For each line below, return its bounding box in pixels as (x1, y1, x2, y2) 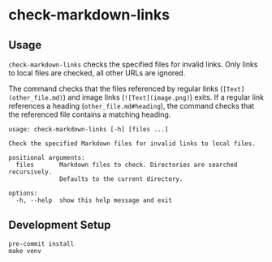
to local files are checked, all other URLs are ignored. (8, 68, 186, 78)
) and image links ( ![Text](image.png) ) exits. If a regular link (63, 92, 264, 102)
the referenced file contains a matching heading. (8, 110, 171, 119)
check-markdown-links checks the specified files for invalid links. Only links (8, 59, 258, 69)
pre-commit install (8, 239, 75, 248)
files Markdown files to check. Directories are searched (15, 161, 238, 169)
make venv (8, 247, 42, 255)
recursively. (8, 168, 53, 176)
